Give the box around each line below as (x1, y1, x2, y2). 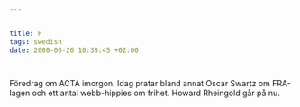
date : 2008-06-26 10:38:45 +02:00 (9, 46, 140, 55)
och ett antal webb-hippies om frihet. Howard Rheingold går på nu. (32, 87, 281, 99)
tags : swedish (9, 37, 63, 46)
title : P (9, 29, 42, 38)
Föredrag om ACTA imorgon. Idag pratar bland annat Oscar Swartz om (9, 78, 270, 89)
